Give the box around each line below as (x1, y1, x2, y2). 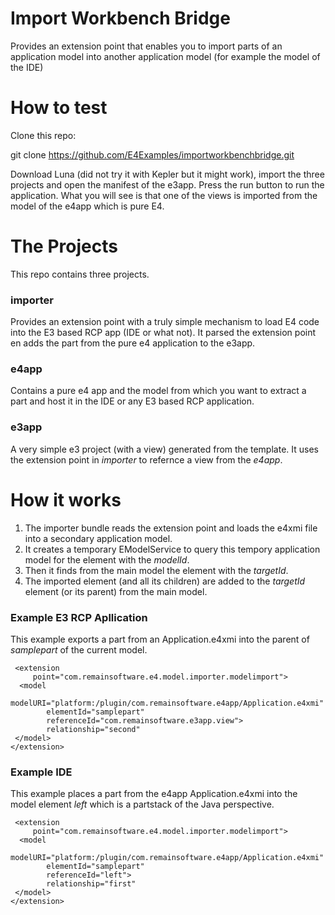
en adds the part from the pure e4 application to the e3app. (10, 337, 256, 349)
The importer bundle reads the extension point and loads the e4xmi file (24, 522, 318, 534)
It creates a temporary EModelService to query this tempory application (24, 543, 321, 555)
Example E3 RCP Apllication (10, 610, 148, 624)
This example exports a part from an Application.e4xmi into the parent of (10, 633, 310, 645)
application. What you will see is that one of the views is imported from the (10, 189, 318, 201)
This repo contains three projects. (10, 268, 150, 280)
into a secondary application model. (24, 532, 173, 544)
